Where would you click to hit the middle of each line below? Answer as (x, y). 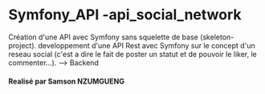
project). (22, 45)
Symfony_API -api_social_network (125, 15)
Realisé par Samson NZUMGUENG (67, 81)
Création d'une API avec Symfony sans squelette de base (103, 37)
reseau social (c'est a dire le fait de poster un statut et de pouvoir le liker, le (132, 54)
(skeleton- (217, 37)
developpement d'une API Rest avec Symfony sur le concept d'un (147, 45)
